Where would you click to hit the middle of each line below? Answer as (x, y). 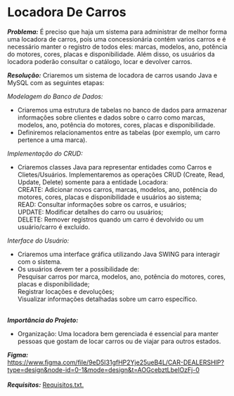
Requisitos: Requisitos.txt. (46, 385)
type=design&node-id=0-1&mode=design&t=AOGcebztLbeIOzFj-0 (104, 369)
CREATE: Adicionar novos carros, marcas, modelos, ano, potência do (117, 189)
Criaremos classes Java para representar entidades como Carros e (115, 167)
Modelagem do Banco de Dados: (55, 96)
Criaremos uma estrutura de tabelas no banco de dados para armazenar (122, 110)
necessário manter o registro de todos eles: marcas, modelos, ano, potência (117, 46)
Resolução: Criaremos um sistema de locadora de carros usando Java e (112, 75)
